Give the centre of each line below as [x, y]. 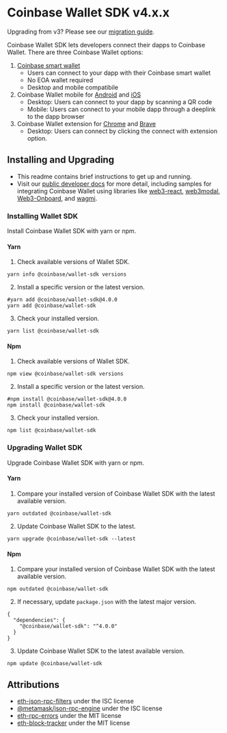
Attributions [34, 685]
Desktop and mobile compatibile [72, 87]
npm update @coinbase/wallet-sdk [55, 664]
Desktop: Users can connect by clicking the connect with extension [122, 131]
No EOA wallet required [60, 80]
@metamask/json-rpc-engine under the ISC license [90, 708]
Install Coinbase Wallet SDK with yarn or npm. [72, 231]
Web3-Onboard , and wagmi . [57, 198]
